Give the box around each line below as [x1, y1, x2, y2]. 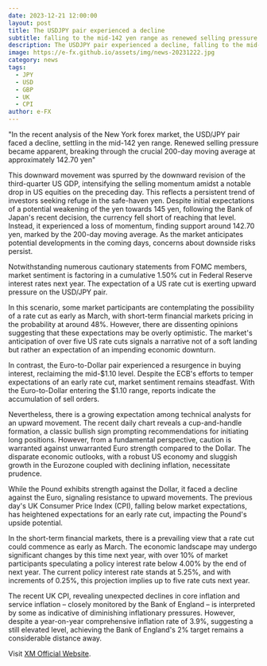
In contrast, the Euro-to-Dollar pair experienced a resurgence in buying [8, 360, 242, 370]
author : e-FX [8, 108, 52, 116]
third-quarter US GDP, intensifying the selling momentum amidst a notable [8, 179, 252, 188]
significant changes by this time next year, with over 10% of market [8, 551, 228, 559]
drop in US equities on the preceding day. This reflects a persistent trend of [8, 188, 256, 197]
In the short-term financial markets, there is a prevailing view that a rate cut [8, 534, 254, 543]
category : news [8, 56, 59, 64]
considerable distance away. [8, 633, 102, 643]
